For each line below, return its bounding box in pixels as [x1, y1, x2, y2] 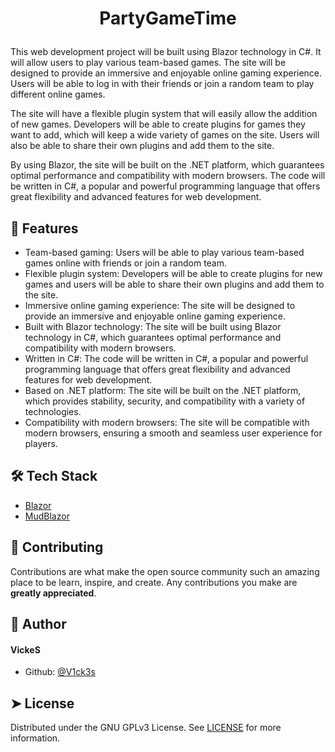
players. [24, 438, 58, 449]
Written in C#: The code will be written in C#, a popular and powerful [24, 353, 309, 364]
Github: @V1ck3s [24, 666, 96, 678]
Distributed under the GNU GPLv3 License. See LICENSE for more [10, 722, 282, 734]
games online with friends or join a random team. [24, 257, 228, 269]
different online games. [10, 88, 106, 101]
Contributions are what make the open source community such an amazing [10, 565, 320, 577]
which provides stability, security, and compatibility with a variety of [24, 395, 306, 407]
